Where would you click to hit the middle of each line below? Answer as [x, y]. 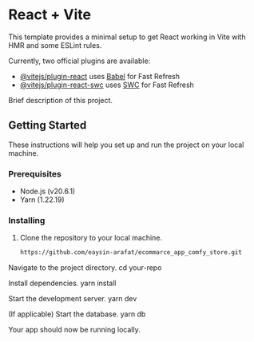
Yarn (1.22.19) [42, 200]
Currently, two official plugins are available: [79, 61]
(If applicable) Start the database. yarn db [77, 314]
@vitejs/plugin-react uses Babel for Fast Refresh [100, 76]
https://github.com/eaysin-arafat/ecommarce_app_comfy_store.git [131, 253]
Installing [27, 220]
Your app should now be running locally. [75, 330]
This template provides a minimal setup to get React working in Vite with [127, 37]
